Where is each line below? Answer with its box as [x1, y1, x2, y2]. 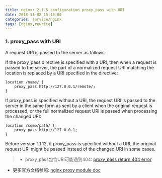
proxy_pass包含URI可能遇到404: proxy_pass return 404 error [25, 156, 152, 162]
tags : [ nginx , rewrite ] [5, 21, 53, 27]
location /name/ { [5, 79, 44, 84]
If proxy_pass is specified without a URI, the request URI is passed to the [5, 97, 156, 103]
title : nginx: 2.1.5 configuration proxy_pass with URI [5, 7, 125, 13]
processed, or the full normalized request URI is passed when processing [5, 108, 157, 114]
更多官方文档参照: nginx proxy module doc [12, 167, 101, 173]
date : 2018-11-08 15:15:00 [5, 12, 62, 17]
